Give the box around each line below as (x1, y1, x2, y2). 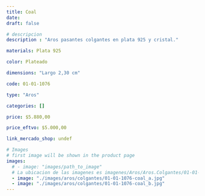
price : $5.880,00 (6, 114, 51, 120)
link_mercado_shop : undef (6, 136, 72, 142)
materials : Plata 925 (6, 48, 62, 54)
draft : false (6, 20, 40, 26)
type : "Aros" (6, 92, 40, 98)
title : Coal (6, 9, 37, 15)
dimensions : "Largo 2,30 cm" (6, 70, 81, 76)
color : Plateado (6, 59, 48, 65)
